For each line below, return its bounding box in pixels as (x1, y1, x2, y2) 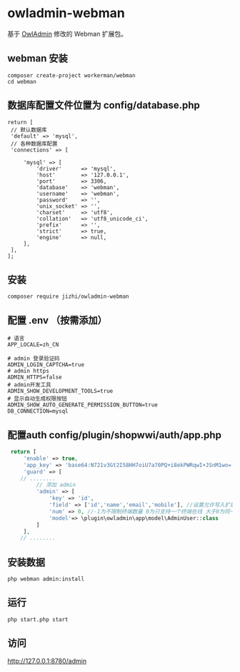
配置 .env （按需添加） (7, 314, 107, 326)
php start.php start (7, 616, 69, 623)
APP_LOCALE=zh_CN (7, 341, 59, 348)
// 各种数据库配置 (10, 140, 58, 147)
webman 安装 (7, 52, 68, 65)
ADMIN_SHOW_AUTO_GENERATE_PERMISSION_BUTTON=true (7, 401, 159, 408)
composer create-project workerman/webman (7, 71, 136, 79)
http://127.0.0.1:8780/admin (7, 656, 87, 665)
